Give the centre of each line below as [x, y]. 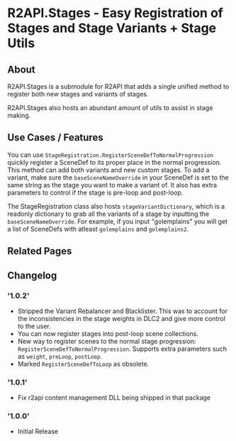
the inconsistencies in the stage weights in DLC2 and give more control [121, 318]
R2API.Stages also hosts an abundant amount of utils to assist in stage [110, 108]
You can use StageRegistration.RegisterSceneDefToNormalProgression [111, 155]
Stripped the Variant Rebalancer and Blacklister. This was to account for [123, 311]
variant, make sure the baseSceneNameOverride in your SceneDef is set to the [118, 177]
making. [19, 115]
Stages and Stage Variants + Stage [112, 28]
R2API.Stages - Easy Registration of [115, 13]
